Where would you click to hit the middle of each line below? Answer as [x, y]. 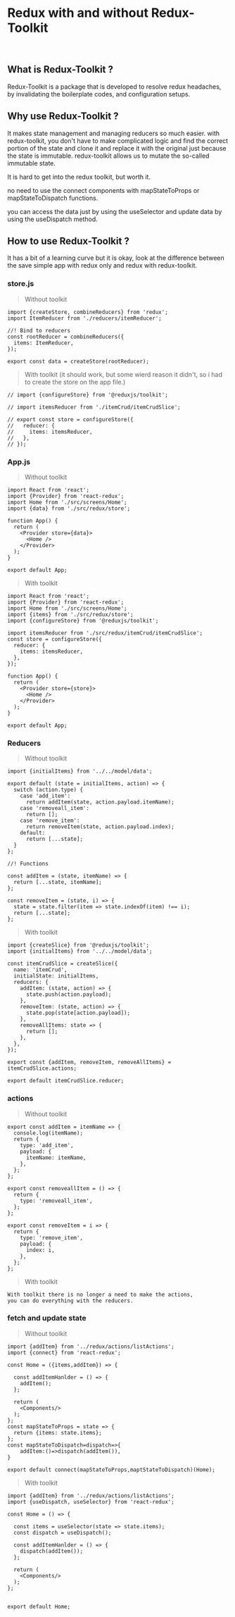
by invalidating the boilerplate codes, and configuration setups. [99, 94]
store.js [21, 284]
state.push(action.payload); [69, 994]
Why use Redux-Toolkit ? [63, 117]
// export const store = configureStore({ [70, 419]
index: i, [40, 1250]
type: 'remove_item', [51, 1237]
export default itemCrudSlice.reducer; [66, 1081]
